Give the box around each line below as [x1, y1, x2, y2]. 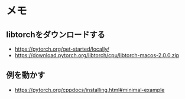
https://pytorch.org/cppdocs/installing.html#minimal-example [14, 86, 165, 93]
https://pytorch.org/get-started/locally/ [14, 45, 109, 52]
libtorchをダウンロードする [6, 29, 105, 39]
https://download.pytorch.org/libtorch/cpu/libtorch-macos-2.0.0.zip [14, 52, 180, 58]
